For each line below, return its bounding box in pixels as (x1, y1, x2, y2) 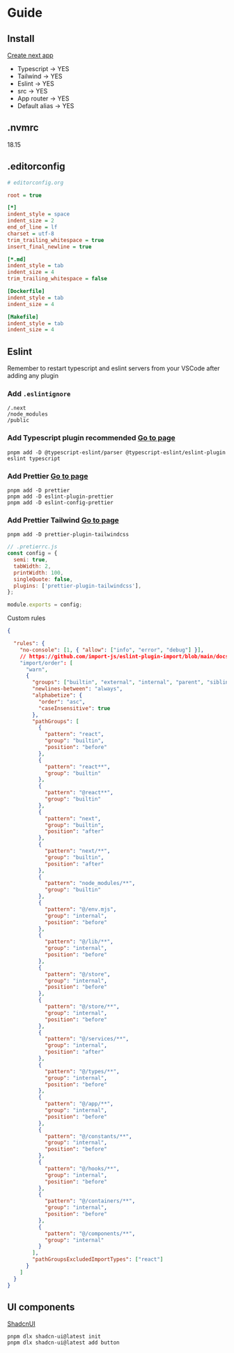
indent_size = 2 (7, 218, 54, 225)
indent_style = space (7, 211, 70, 218)
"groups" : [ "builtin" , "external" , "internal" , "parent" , (32, 679, 204, 686)
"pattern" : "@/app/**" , (44, 1101, 114, 1108)
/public (7, 417, 30, 424)
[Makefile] (7, 313, 39, 320)
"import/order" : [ (19, 659, 73, 667)
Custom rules (7, 614, 46, 622)
